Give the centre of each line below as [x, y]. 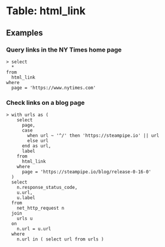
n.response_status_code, [47, 188]
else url [38, 141]
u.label [26, 198]
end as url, [36, 146]
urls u [25, 219]
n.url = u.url [34, 229]
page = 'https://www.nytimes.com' [54, 88]
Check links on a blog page [46, 102]
